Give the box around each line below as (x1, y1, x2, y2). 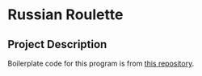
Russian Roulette (7, 6, 124, 24)
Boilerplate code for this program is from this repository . (7, 58, 195, 68)
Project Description (7, 38, 107, 51)
